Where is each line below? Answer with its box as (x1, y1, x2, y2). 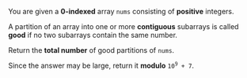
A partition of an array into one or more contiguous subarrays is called (8, 22, 239, 31)
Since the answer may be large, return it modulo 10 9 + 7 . (8, 61, 195, 70)
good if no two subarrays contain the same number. (8, 31, 178, 39)
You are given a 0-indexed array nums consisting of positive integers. (8, 7, 235, 16)
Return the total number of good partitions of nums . (8, 46, 175, 54)
